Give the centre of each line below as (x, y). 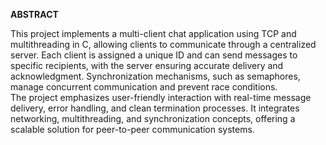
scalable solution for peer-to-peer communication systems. (132, 129)
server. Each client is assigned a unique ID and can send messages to (154, 55)
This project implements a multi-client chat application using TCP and (153, 33)
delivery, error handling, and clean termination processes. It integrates (155, 108)
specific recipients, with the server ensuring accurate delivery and (147, 65)
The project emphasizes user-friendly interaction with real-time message (161, 97)
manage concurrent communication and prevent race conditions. (144, 87)
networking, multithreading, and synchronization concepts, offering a (153, 118)
